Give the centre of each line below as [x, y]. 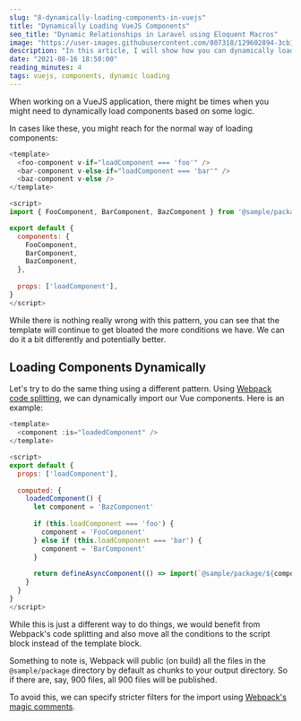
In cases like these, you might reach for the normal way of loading [131, 128]
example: [26, 408]
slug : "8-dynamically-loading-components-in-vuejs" [107, 17]
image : [21, 43]
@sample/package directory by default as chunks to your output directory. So [149, 670]
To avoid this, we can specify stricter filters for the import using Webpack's [148, 697]
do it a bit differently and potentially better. [88, 339]
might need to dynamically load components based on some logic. [132, 111]
